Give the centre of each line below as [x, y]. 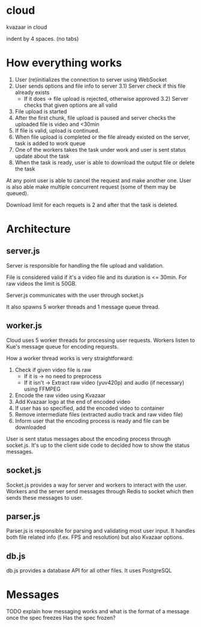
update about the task [42, 156]
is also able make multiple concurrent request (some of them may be [91, 187]
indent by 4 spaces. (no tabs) [43, 38]
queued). [17, 193]
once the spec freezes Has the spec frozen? [61, 618]
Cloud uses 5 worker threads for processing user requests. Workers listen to [100, 340]
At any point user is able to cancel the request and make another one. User [99, 180]
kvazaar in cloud [27, 27]
